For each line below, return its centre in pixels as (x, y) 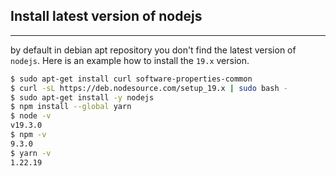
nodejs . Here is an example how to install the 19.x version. (130, 60)
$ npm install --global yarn (71, 107)
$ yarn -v (31, 153)
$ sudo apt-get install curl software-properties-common (131, 79)
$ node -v (31, 116)
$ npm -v (28, 135)
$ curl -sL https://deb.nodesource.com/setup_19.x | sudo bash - (149, 88)
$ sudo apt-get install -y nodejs (82, 97)
